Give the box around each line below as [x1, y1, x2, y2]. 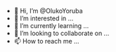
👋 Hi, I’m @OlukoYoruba [13, 7, 83, 15]
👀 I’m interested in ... [13, 14, 74, 22]
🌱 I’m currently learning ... [13, 22, 89, 30]
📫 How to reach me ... [13, 37, 79, 45]
